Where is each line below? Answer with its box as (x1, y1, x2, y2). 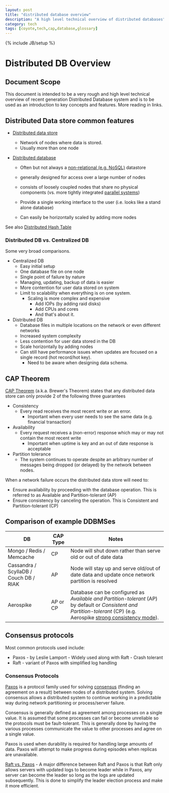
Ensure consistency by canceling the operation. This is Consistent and (12, 497, 158, 503)
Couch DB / (8, 574, 35, 581)
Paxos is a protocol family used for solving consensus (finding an (5, 684, 141, 690)
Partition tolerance (12, 451, 51, 457)
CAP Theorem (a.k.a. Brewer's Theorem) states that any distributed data (5, 388, 155, 394)
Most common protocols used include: (5, 644, 85, 651)
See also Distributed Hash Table (5, 224, 72, 230)
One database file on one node (20, 268, 84, 275)
